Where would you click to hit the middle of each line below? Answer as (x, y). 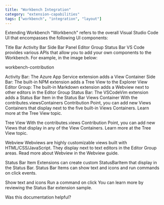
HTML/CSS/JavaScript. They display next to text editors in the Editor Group (81, 148)
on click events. (21, 173)
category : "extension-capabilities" (42, 14)
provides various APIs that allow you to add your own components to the (78, 52)
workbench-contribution (30, 67)
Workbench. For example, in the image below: (51, 58)
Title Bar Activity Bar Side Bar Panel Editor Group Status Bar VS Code (75, 48)
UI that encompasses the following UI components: (57, 38)
